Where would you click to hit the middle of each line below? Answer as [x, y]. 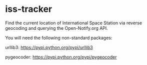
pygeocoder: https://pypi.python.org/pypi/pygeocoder [61, 57]
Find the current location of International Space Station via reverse [74, 23]
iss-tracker [29, 9]
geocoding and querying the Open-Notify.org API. [57, 28]
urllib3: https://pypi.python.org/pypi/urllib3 [49, 47]
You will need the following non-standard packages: [59, 38]
